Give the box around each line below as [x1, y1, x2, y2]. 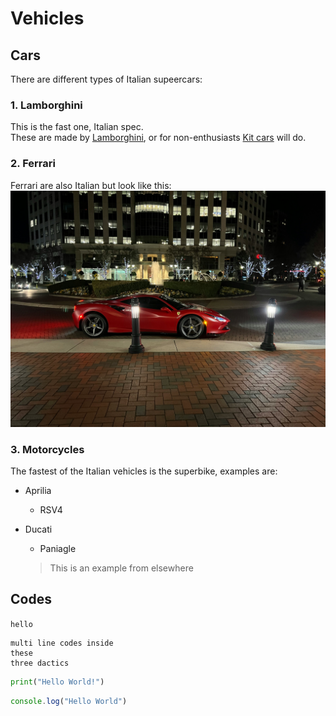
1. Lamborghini [10, 98, 83, 112]
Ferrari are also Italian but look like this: [10, 179, 172, 191]
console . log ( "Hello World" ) [10, 696, 128, 706]
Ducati [24, 523, 53, 535]
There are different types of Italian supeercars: [10, 73, 203, 85]
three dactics [10, 658, 70, 668]
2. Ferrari [10, 157, 56, 171]
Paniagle [39, 542, 77, 554]
